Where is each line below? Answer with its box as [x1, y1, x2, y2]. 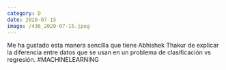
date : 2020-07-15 [7, 16, 57, 23]
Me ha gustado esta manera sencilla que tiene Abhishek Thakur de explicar [7, 41, 219, 50]
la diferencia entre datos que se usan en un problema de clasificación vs [7, 48, 212, 56]
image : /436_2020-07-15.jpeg [7, 22, 90, 29]
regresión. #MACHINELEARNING [7, 56, 99, 64]
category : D [7, 10, 41, 17]
